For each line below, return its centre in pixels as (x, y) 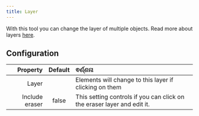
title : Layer (22, 12)
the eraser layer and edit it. (113, 104)
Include (33, 97)
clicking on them (98, 88)
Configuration (33, 54)
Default (59, 70)
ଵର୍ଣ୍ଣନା (84, 70)
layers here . (21, 35)
